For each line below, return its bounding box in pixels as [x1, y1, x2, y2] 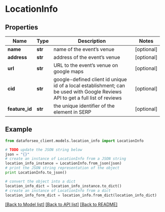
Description [78, 38, 106, 44]
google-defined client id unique [53, 76, 127, 83]
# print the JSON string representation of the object [5, 166, 120, 171]
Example [5, 125, 32, 134]
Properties [5, 23, 38, 31]
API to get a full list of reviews [53, 94, 122, 101]
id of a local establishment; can [53, 82, 125, 89]
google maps [53, 68, 84, 75]
